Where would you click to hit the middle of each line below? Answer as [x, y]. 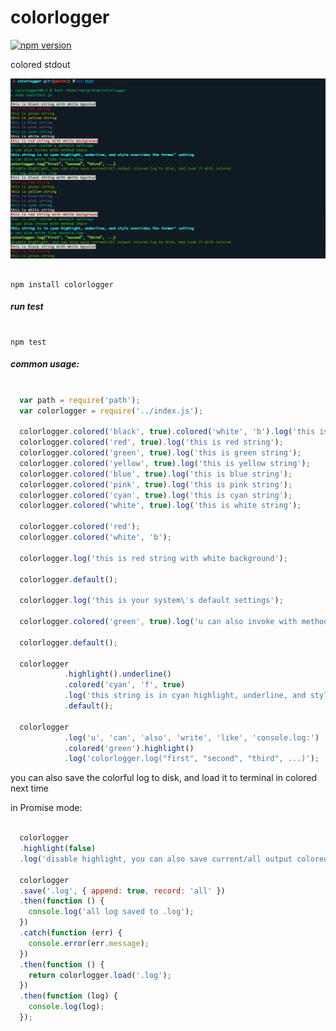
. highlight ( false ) [58, 849]
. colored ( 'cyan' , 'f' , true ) [124, 685]
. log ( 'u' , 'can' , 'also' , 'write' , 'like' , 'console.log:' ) [191, 737]
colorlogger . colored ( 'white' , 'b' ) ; [95, 537]
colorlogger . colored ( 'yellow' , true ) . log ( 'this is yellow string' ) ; [165, 463]
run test [27, 307]
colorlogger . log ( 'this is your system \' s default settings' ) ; [151, 601]
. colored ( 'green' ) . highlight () [129, 748]
